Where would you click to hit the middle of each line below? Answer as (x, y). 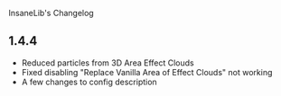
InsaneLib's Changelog (51, 13)
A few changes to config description (89, 82)
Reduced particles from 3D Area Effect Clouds (108, 63)
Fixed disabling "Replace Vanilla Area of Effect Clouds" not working (147, 72)
